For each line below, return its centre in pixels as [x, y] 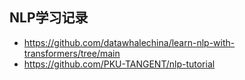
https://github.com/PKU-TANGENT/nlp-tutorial [119, 64]
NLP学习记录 [49, 18]
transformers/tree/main [72, 53]
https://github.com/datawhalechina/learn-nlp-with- [129, 42]
